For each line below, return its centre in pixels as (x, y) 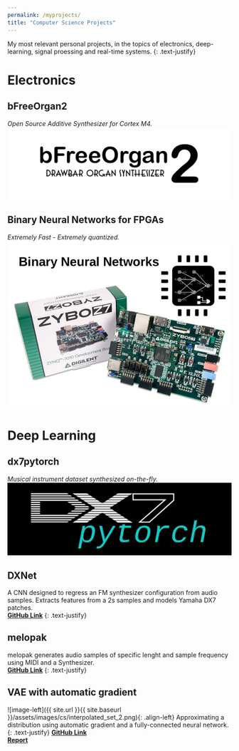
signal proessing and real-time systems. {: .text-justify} (115, 51)
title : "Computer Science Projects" (62, 22)
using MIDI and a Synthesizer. (51, 662)
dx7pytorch (33, 462)
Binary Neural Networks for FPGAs (86, 220)
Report (18, 740)
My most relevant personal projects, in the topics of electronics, (101, 43)
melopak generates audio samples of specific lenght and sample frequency (118, 655)
